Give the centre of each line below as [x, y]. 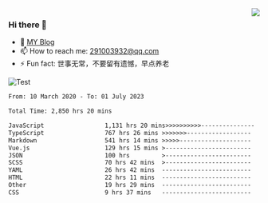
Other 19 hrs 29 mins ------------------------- [130, 185]
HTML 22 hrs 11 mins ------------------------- [130, 178]
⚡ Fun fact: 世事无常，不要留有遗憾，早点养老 [95, 64]
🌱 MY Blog [37, 42]
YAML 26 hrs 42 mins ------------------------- [130, 170]
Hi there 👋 [28, 25]
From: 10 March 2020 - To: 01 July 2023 [77, 97]
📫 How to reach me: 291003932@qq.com [89, 51]
